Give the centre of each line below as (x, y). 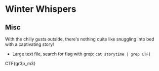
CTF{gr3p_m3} (20, 63)
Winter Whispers (41, 9)
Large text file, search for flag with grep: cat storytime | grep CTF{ (81, 54)
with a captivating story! (30, 44)
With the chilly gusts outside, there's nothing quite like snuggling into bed (80, 39)
